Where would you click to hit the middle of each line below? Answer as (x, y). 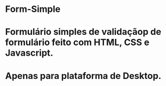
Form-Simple (33, 9)
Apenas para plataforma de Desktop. (83, 76)
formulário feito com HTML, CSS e (77, 43)
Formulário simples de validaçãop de (83, 32)
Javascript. (29, 53)
